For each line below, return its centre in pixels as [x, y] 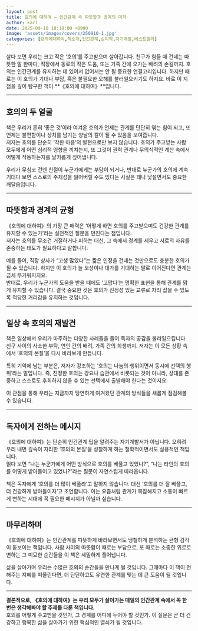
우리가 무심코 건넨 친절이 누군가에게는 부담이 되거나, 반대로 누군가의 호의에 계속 [97, 170]
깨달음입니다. [21, 184]
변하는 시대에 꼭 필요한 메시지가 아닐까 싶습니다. [67, 499]
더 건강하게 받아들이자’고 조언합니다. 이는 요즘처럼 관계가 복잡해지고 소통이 [92, 492]
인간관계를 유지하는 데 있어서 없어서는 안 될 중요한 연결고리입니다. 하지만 [100, 71]
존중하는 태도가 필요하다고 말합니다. [47, 248]
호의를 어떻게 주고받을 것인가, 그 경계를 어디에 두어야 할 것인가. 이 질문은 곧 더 [95, 615]
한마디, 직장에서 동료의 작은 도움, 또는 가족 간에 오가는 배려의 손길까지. [104, 64]
